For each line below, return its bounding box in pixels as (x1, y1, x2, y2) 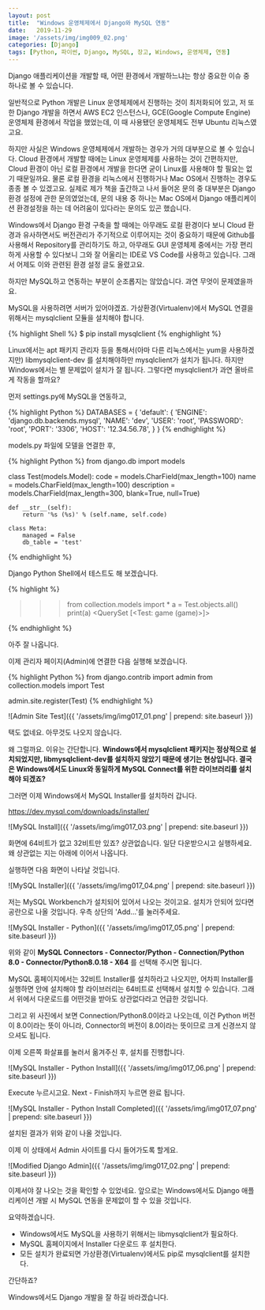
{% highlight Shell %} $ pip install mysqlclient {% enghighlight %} (8, 329, 222, 338)
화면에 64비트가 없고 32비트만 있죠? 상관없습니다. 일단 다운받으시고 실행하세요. (8, 839, 252, 848)
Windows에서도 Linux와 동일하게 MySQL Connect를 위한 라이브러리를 (16, 764, 237, 773)
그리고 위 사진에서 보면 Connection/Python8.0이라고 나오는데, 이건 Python (8, 1011, 241, 1020)
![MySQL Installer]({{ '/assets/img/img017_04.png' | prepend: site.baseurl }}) (8, 881, 256, 890)
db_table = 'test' (22, 538, 83, 546)
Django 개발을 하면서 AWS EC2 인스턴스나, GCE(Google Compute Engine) (16, 108, 251, 117)
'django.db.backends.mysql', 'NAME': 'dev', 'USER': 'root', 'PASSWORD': (8, 416, 244, 425)
